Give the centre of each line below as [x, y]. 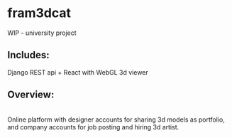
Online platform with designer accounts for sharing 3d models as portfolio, [116, 120]
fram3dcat [39, 13]
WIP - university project [42, 33]
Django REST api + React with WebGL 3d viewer [78, 72]
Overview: [31, 95]
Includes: [28, 55]
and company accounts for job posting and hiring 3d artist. [93, 127]
